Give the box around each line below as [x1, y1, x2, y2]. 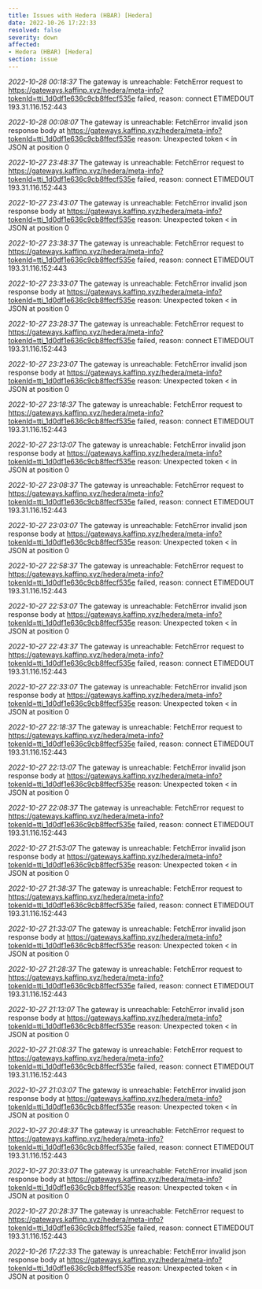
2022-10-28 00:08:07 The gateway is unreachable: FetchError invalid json [8, 117, 248, 127]
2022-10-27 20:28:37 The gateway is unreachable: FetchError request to [8, 1206, 244, 1216]
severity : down [8, 33, 58, 42]
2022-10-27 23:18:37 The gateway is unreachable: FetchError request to [8, 399, 242, 409]
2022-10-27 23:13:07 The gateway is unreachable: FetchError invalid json [8, 440, 246, 449]
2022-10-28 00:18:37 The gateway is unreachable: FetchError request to [8, 76, 244, 87]
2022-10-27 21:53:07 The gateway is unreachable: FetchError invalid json [8, 843, 246, 852]
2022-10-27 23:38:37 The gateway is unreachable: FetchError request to [8, 238, 244, 248]
